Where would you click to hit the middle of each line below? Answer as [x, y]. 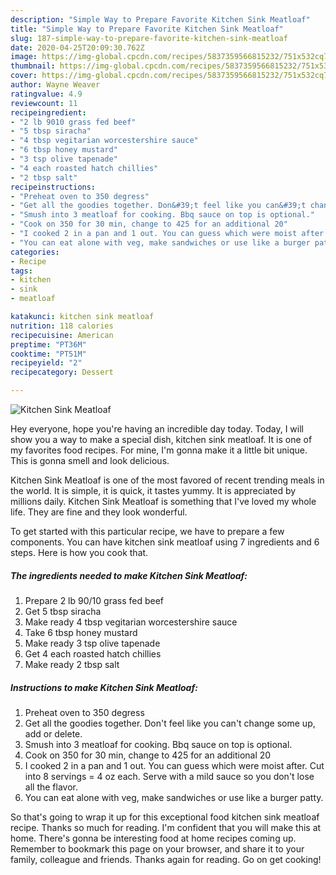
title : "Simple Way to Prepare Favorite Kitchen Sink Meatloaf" [147, 29]
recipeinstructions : [53, 187]
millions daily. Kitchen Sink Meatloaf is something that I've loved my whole [163, 501]
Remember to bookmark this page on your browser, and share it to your [157, 848]
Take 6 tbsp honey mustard [81, 632]
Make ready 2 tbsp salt [72, 664]
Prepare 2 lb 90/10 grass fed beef [94, 600]
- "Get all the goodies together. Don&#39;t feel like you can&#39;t [158, 206]
